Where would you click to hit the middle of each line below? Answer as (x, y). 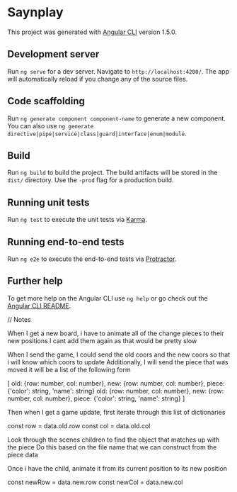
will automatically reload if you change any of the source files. (98, 79)
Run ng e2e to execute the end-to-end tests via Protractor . (92, 259)
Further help (35, 281)
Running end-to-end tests (66, 242)
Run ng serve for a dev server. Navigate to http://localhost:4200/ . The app (118, 71)
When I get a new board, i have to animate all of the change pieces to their (116, 333)
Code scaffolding (46, 101)
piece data (23, 454)
